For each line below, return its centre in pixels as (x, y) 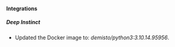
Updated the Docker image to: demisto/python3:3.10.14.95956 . (92, 37)
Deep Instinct (23, 22)
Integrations (22, 8)
